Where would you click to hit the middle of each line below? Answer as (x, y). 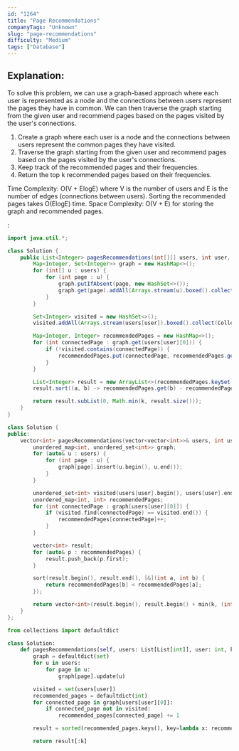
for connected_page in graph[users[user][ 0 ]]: (103, 702)
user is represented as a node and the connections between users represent (119, 100)
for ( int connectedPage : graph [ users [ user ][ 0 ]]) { (111, 506)
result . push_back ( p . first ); (87, 559)
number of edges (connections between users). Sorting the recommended (117, 196)
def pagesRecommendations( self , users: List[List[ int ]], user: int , (124, 650)
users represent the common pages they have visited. (97, 144)
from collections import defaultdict (63, 630)
